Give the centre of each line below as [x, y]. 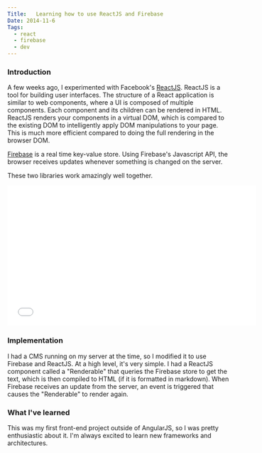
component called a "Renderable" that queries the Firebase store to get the [117, 371]
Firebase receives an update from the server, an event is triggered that [111, 386]
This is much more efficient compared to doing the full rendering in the [111, 133]
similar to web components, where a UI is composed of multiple [100, 103]
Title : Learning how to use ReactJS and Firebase [85, 14]
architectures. [28, 443]
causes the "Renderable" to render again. [68, 394]
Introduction [29, 72]
